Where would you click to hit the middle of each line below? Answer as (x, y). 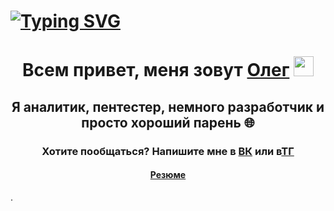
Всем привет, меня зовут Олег (156, 70)
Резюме (168, 175)
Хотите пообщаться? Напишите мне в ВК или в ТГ (168, 151)
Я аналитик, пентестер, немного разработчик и (168, 106)
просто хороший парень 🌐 (168, 122)
